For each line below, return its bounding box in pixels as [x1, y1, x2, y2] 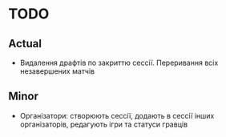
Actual [8, 37, 42, 50]
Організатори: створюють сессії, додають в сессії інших [19, 111, 215, 120]
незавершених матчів [19, 66, 95, 76]
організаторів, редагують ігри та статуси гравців [19, 119, 188, 129]
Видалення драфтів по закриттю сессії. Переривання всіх [19, 58, 219, 67]
